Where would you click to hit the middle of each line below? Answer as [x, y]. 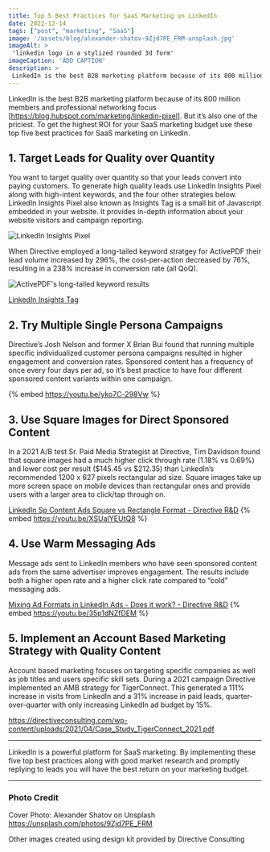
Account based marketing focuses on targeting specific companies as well [132, 670]
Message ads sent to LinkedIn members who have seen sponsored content [133, 563]
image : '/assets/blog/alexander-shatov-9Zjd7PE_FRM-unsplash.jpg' [122, 38]
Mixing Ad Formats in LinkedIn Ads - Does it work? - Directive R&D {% [124, 604]
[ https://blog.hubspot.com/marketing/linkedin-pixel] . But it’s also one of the [133, 116]
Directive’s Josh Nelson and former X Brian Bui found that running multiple [131, 345]
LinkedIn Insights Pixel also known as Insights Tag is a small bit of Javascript [135, 203]
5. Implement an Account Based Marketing [117, 638]
